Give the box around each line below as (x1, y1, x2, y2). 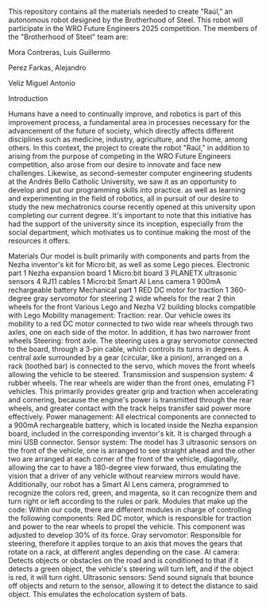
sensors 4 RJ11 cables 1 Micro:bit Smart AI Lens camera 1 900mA (8, 277, 222, 286)
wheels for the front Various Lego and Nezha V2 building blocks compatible (8, 302, 256, 311)
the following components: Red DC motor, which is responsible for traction (8, 513, 252, 523)
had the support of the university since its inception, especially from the (8, 219, 244, 228)
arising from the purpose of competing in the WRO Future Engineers (8, 151, 232, 161)
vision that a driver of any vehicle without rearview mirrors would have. (8, 471, 241, 481)
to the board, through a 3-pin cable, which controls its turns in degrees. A (8, 344, 249, 353)
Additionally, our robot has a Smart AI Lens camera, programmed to (8, 480, 229, 488)
